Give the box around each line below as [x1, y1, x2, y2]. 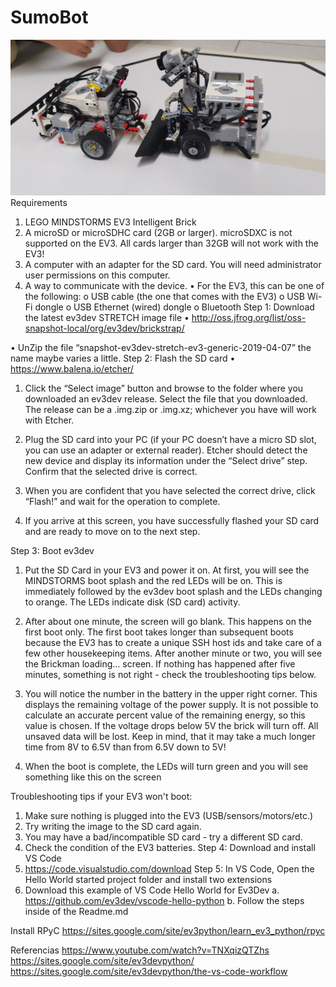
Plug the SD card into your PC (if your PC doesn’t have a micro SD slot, [24, 434, 317, 446]
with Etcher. [24, 414, 75, 426]
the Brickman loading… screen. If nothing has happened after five [24, 658, 296, 670]
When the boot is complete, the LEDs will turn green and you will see [24, 761, 309, 773]
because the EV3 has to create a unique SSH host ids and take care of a [24, 637, 322, 649]
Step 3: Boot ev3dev [10, 545, 95, 557]
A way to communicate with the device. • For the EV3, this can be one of [24, 280, 325, 292]
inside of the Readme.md [24, 906, 129, 918]
